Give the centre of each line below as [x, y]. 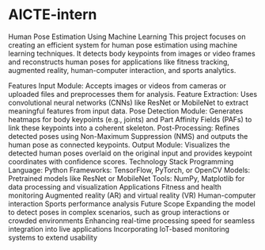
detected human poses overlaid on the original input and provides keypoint [130, 153]
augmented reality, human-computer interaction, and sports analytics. [122, 70]
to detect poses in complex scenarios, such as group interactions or [119, 212]
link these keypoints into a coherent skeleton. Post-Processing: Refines [124, 128]
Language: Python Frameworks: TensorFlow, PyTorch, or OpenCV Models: [129, 170]
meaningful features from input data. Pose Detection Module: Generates [126, 111]
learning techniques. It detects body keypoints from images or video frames [132, 53]
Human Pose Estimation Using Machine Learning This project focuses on [127, 37]
